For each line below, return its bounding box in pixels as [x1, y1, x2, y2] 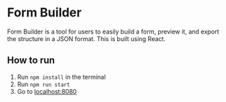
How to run [7, 55, 55, 66]
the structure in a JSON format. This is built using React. [7, 34, 166, 42]
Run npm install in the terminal [16, 73, 106, 81]
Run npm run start [16, 80, 71, 88]
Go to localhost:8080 [16, 87, 77, 95]
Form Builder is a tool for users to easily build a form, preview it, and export [7, 27, 219, 36]
